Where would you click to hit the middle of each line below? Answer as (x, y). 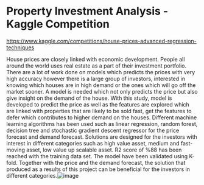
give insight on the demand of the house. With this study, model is (89, 98)
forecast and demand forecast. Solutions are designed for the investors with (102, 137)
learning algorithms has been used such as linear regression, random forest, (102, 124)
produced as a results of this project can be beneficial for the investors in (98, 169)
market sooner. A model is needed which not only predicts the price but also (102, 91)
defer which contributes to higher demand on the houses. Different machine (102, 117)
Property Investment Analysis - (87, 11)
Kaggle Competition (58, 24)
